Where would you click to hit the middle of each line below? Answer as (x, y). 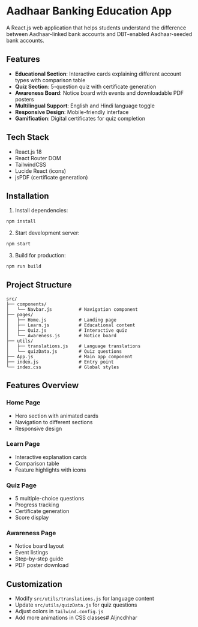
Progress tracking (37, 505)
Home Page (23, 403)
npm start (19, 244)
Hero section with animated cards (57, 416)
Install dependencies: (41, 211)
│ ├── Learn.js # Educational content (71, 325)
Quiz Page (22, 485)
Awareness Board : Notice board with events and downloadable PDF (99, 93)
